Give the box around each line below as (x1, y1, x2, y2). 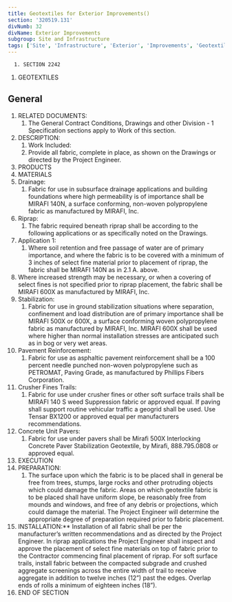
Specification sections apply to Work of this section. (28, 126, 176, 135)
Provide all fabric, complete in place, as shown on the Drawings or (28, 148, 216, 156)
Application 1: (17, 236, 56, 244)
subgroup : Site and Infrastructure (8, 36, 110, 43)
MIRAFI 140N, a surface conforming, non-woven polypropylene (28, 200, 208, 208)
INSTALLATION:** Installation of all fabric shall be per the (17, 522, 182, 530)
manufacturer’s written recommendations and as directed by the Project (17, 530, 222, 538)
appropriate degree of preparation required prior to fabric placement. (28, 515, 224, 523)
